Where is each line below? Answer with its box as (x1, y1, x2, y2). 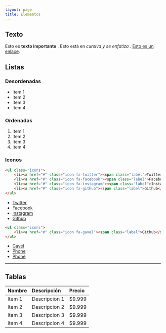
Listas (5, 63, 25, 71)
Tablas (5, 273, 26, 281)
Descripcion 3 (32, 312, 65, 319)
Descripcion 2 (32, 304, 65, 311)
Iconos (5, 156, 22, 163)
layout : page (5, 7, 32, 12)
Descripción (32, 287, 61, 294)
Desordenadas (5, 78, 41, 85)
